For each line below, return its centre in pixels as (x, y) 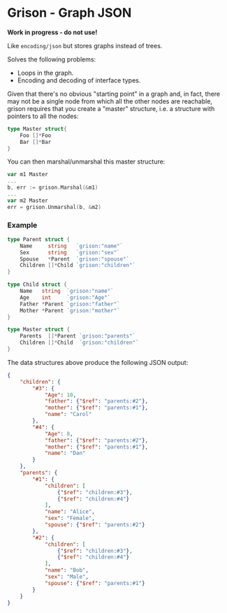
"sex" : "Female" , (70, 519)
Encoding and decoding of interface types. (79, 80)
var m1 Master (28, 175)
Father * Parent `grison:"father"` (70, 304)
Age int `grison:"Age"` (65, 297)
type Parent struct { (39, 239)
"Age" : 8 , (59, 434)
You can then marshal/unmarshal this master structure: (86, 161)
